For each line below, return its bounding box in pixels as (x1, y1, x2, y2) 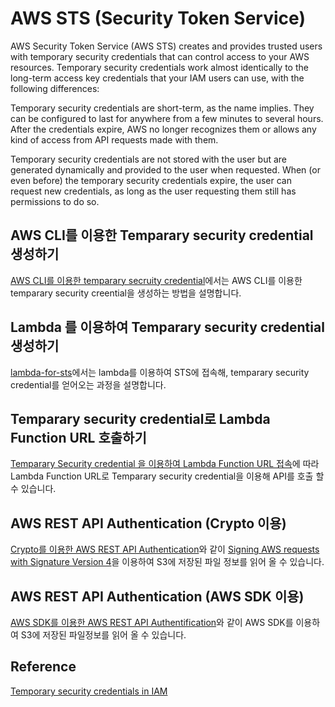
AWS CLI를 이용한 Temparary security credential (10, 227, 314, 244)
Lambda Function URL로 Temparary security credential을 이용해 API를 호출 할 (10, 470, 325, 482)
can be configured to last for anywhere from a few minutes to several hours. (10, 112, 324, 124)
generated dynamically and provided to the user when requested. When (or (10, 163, 321, 176)
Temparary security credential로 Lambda (10, 410, 271, 427)
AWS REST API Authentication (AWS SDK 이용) (10, 588, 305, 605)
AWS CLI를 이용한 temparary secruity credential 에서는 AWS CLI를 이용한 (10, 274, 303, 286)
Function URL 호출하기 (10, 429, 147, 446)
